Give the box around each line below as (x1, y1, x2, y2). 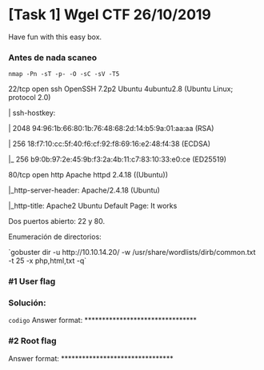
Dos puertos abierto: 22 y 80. (8, 217, 106, 226)
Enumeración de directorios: (8, 232, 102, 241)
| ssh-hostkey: (8, 108, 56, 117)
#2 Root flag (8, 336, 58, 347)
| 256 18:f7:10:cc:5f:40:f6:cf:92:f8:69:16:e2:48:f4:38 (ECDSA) (8, 139, 210, 149)
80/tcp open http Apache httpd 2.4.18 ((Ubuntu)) (8, 170, 168, 180)
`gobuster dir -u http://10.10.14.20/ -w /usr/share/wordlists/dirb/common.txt (8, 248, 256, 257)
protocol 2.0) (8, 93, 51, 102)
